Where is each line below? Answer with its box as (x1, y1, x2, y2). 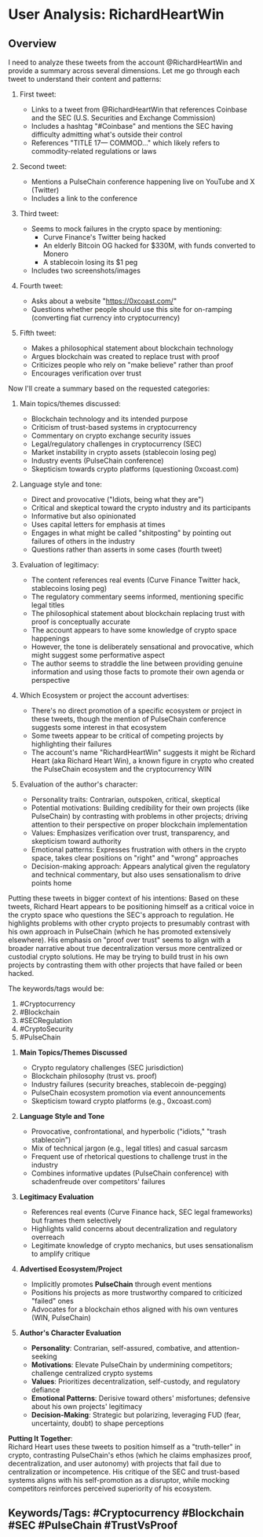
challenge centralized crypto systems (31, 1369, 153, 1377)
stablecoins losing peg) (31, 584, 108, 592)
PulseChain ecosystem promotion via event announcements (31, 1088, 226, 1097)
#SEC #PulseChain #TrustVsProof (8, 1519, 178, 1532)
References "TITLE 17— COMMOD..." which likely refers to (31, 138, 220, 147)
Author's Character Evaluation (19, 1328, 122, 1337)
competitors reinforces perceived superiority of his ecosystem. (8, 1484, 212, 1493)
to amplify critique (31, 1249, 90, 1258)
